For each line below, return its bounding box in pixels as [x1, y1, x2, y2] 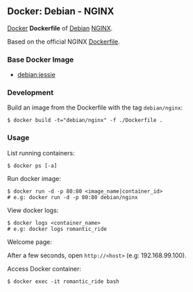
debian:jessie [17, 71, 56, 79]
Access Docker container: [7, 264, 82, 273]
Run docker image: [7, 174, 61, 182]
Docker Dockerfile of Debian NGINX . [7, 24, 113, 32]
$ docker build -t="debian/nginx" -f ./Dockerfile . [7, 117, 163, 124]
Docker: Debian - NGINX [7, 6, 115, 17]
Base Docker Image [7, 55, 74, 65]
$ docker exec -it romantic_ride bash [7, 277, 119, 285]
